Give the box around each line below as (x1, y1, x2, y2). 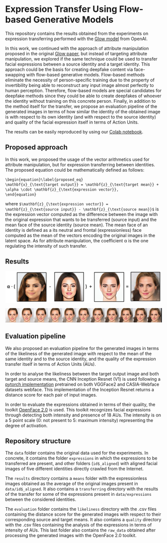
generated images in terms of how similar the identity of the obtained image (5, 108, 161, 115)
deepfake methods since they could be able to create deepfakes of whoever (5, 93, 162, 99)
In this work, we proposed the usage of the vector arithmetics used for (5, 156, 150, 162)
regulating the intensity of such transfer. (5, 243, 87, 249)
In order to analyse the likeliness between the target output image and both (5, 371, 159, 377)
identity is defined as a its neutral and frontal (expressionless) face (5, 227, 142, 233)
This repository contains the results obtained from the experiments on (5, 30, 149, 36)
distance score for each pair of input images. (5, 392, 97, 398)
